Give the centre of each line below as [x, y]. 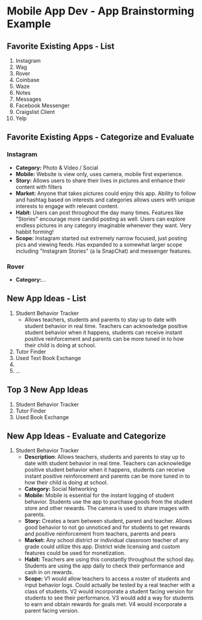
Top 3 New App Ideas [47, 390]
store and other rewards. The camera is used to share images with [107, 508]
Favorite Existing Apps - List [61, 46]
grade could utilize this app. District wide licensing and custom [102, 546]
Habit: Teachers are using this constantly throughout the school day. [109, 560]
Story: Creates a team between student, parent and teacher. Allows [108, 521]
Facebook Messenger [42, 106]
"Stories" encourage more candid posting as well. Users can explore [100, 219]
